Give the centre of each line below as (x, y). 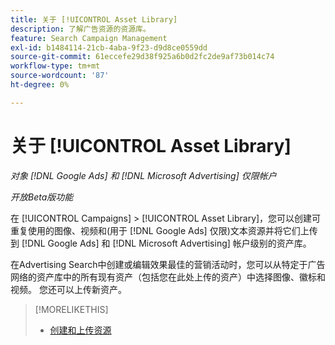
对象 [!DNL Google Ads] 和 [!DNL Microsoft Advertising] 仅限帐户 (143, 175)
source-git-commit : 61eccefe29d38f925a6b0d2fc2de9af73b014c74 (142, 57)
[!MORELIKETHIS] (71, 309)
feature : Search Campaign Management (89, 38)
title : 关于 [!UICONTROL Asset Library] (94, 19)
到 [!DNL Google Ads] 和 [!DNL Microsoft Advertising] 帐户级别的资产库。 (161, 243)
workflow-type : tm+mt (55, 66)
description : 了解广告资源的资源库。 (80, 29)
